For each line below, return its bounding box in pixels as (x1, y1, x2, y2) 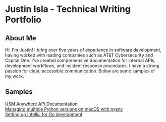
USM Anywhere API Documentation (5, 101, 78, 107)
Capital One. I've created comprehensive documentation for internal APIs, (5, 58, 156, 63)
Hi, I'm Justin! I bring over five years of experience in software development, (5, 47, 162, 53)
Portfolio (5, 14, 42, 25)
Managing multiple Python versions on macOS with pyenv (5, 106, 123, 112)
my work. (5, 73, 24, 79)
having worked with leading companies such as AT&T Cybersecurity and (5, 52, 153, 58)
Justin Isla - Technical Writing (5, 3, 131, 15)
